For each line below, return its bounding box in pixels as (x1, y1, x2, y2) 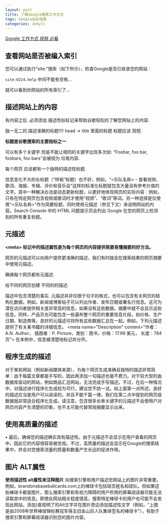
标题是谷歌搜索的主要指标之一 (5, 138, 66, 144)
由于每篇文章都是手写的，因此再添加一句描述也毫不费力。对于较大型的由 (13, 373, 162, 379)
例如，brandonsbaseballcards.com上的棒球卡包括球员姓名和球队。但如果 (5, 483, 155, 489)
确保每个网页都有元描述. (5, 271, 55, 277)
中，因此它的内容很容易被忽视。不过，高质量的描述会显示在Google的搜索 (5, 440, 155, 447)
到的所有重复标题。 (5, 214, 45, 220)
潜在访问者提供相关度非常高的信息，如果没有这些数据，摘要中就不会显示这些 (5, 305, 162, 311)
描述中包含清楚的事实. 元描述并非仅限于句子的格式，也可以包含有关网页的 (5, 292, 156, 298)
